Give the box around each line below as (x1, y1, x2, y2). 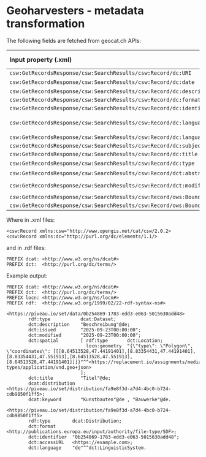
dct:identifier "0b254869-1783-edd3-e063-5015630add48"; (28, 434, 180, 440)
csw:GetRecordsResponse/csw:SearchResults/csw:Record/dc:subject (9, 142, 204, 149)
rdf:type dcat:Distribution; (28, 418, 122, 424)
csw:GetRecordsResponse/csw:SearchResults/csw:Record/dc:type (9, 160, 195, 167)
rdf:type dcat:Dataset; (28, 316, 116, 322)
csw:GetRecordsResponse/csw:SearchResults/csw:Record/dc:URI (9, 69, 192, 77)
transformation (6, 17, 85, 31)
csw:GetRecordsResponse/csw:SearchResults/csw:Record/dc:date (9, 78, 195, 86)
